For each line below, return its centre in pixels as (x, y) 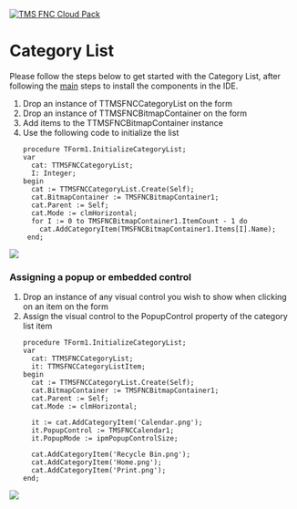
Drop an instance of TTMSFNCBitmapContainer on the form (135, 113)
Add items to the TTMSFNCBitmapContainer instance (123, 122)
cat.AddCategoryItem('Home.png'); (97, 462)
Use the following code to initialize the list (101, 132)
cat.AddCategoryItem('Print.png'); (99, 471)
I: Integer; (54, 173)
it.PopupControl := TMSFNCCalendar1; (103, 431)
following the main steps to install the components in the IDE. (124, 86)
